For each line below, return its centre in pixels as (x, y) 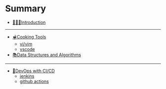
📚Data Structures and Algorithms (47, 54)
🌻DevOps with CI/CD (34, 71)
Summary (25, 9)
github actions (34, 81)
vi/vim (26, 44)
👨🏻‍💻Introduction (29, 22)
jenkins (27, 76)
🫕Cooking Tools (29, 37)
